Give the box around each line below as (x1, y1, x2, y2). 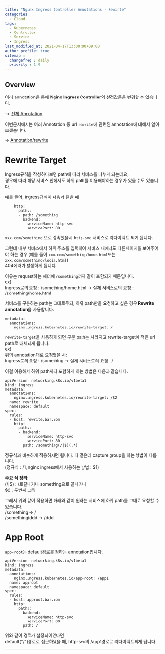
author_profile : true (5, 48, 50, 53)
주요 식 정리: (5, 475, 28, 481)
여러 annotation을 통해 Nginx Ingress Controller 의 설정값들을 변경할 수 (5, 94, 144, 100)
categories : (5, 12, 29, 17)
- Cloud (9, 16, 26, 21)
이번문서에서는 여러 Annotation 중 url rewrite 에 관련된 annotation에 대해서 (5, 121, 151, 127)
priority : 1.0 (9, 62, 41, 67)
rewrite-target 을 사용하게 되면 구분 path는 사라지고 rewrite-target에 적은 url (5, 334, 156, 340)
